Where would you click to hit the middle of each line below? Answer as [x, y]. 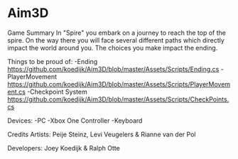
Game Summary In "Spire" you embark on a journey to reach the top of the [117, 33]
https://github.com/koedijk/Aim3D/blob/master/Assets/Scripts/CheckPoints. [118, 99]
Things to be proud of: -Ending [53, 61]
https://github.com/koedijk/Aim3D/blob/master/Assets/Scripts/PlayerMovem [119, 84]
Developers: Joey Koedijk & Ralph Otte [64, 148]
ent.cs [17, 92]
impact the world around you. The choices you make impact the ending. [113, 48]
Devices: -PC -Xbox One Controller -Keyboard [75, 120]
